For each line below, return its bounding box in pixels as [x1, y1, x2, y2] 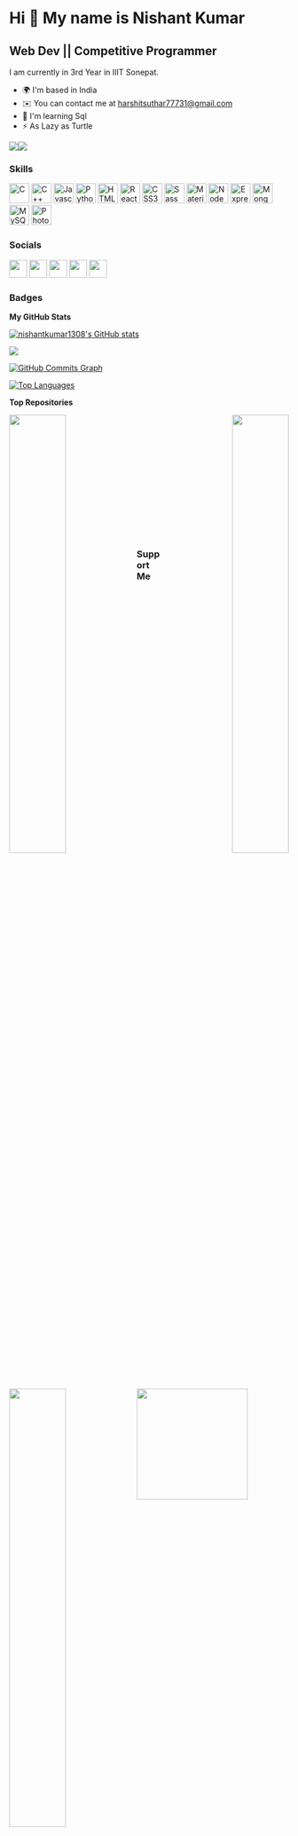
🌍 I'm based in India [21, 84, 98, 95]
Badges [9, 291, 43, 304]
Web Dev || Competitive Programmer [9, 44, 217, 59]
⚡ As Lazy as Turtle [21, 121, 93, 131]
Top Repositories [9, 397, 74, 408]
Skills [9, 162, 34, 175]
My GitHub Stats [9, 311, 72, 322]
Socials [9, 239, 42, 251]
